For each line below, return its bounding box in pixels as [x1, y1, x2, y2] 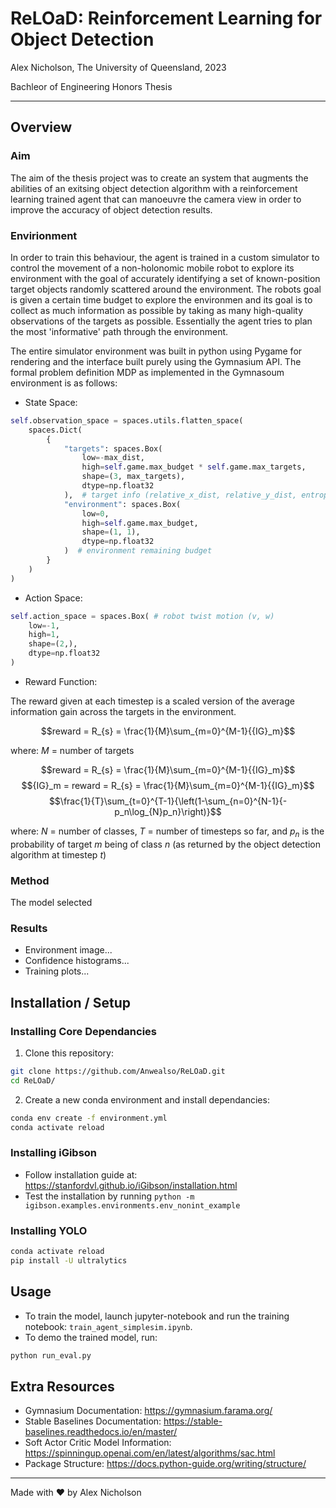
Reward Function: [24, 675, 98, 687]
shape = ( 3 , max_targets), [81, 472, 186, 482]
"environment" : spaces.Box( [63, 499, 182, 509]
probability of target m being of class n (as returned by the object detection [10, 838, 321, 850]
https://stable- [163, 1415, 223, 1427]
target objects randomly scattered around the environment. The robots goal [10, 283, 322, 295]
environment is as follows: [10, 377, 118, 389]
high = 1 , [28, 630, 60, 640]
